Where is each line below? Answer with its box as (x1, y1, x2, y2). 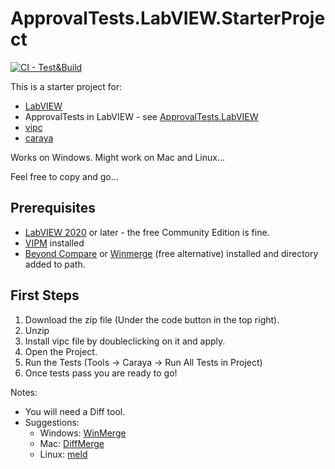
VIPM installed (24, 237, 85, 249)
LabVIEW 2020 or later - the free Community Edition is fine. (24, 226, 270, 238)
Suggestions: (24, 416, 80, 428)
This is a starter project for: (10, 80, 123, 92)
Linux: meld (39, 448, 88, 460)
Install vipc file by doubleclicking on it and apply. (24, 335, 226, 347)
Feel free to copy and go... (10, 170, 119, 182)
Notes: (10, 386, 38, 398)
